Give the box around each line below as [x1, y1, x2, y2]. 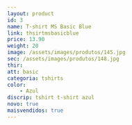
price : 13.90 [7, 36, 45, 43]
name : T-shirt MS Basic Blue [7, 23, 92, 30]
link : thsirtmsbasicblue [7, 29, 79, 37]
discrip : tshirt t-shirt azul [7, 94, 95, 101]
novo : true [7, 101, 39, 108]
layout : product [7, 10, 54, 17]
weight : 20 [7, 42, 39, 49]
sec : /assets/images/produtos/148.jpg [7, 56, 119, 62]
